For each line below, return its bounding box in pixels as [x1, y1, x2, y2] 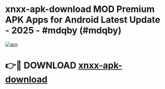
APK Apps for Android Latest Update [5, 14, 160, 25]
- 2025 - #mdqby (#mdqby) [5, 25, 121, 36]
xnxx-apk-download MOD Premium [5, 3, 155, 15]
